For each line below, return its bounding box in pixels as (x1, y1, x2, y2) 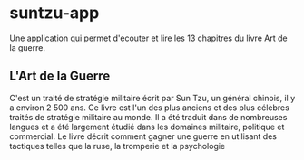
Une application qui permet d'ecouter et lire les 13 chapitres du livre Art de (9, 33, 288, 43)
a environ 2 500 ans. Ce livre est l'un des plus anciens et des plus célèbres (9, 102, 290, 113)
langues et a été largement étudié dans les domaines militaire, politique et (9, 121, 285, 132)
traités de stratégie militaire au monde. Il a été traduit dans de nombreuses (9, 111, 288, 122)
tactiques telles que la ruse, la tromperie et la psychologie (9, 140, 226, 151)
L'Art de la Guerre (9, 69, 111, 84)
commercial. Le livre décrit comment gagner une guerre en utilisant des (9, 130, 277, 142)
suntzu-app (9, 3, 100, 24)
